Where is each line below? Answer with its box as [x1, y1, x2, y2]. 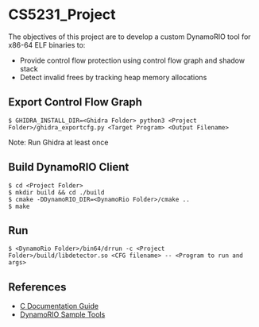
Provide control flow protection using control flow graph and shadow [19, 56, 245, 65]
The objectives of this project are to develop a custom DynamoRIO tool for [8, 32, 252, 41]
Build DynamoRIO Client [8, 160, 129, 174]
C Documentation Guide [19, 302, 99, 311]
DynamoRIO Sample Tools [19, 310, 106, 319]
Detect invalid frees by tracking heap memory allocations [19, 72, 207, 82]
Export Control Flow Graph [8, 95, 143, 109]
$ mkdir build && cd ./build [8, 188, 105, 196]
